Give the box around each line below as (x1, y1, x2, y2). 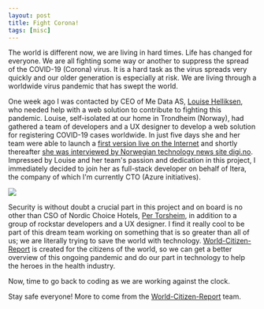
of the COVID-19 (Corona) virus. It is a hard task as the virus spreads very (8, 65, 247, 74)
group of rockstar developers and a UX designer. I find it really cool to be (8, 219, 245, 229)
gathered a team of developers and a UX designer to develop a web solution (8, 122, 256, 131)
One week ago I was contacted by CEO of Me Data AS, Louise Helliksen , (8, 96, 244, 107)
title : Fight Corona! (8, 19, 80, 27)
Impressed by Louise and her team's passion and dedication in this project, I (8, 156, 256, 165)
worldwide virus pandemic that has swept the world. (8, 81, 179, 91)
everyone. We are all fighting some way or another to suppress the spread (8, 56, 250, 66)
